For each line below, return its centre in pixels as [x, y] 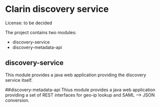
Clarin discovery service [57, 9]
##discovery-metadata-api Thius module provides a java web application [80, 90]
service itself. [19, 80]
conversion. [17, 100]
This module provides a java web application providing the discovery [76, 75]
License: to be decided [29, 23]
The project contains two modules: [41, 32]
